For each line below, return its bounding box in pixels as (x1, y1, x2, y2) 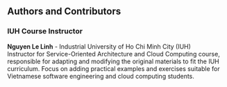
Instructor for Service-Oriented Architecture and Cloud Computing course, (7, 49, 220, 58)
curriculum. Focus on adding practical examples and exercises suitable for (7, 64, 220, 72)
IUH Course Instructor (7, 26, 83, 36)
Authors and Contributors (7, 6, 121, 17)
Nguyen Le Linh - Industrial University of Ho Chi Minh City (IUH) (7, 42, 191, 51)
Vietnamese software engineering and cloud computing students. (7, 72, 194, 80)
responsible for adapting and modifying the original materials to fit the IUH (7, 57, 220, 65)
